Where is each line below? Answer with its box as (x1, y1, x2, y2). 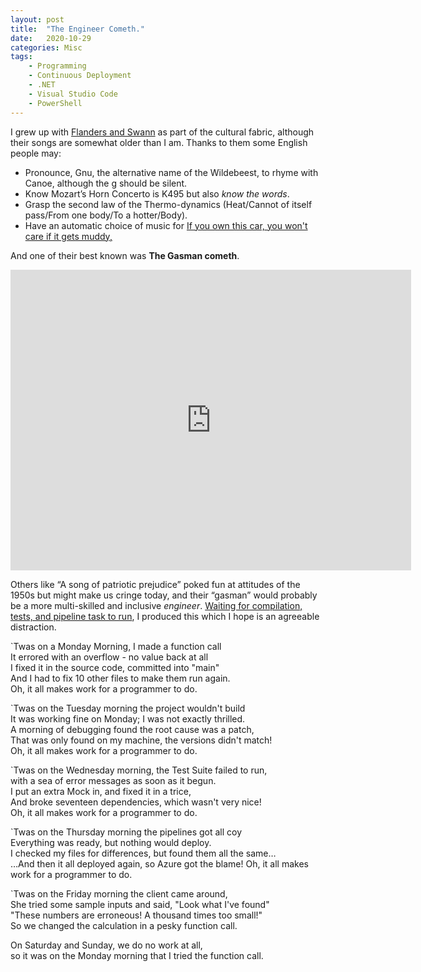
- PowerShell (28, 98, 83, 108)
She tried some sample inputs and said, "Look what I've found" (10, 898, 270, 910)
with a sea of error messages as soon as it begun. (10, 774, 217, 786)
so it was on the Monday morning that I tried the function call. (10, 949, 264, 961)
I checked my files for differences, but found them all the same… (10, 847, 277, 859)
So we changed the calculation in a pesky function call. (10, 919, 238, 931)
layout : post (10, 14, 65, 25)
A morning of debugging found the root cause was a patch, (10, 723, 255, 735)
